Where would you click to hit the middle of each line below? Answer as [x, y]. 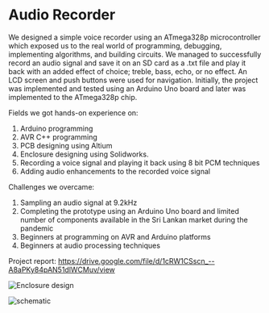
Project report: [32, 261]
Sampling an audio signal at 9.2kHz [79, 202]
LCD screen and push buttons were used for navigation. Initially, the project [133, 80]
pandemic [37, 228]
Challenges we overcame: [52, 186]
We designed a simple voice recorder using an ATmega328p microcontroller [135, 37]
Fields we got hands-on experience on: [73, 113]
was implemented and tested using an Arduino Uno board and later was [127, 88]
